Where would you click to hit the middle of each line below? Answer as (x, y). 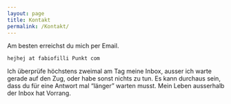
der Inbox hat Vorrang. (39, 93)
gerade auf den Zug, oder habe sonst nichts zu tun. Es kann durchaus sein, (114, 79)
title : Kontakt (29, 20)
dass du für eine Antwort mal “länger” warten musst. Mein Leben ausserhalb (116, 86)
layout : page (26, 13)
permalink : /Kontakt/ (38, 26)
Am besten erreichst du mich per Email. (63, 46)
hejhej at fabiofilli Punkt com (53, 59)
